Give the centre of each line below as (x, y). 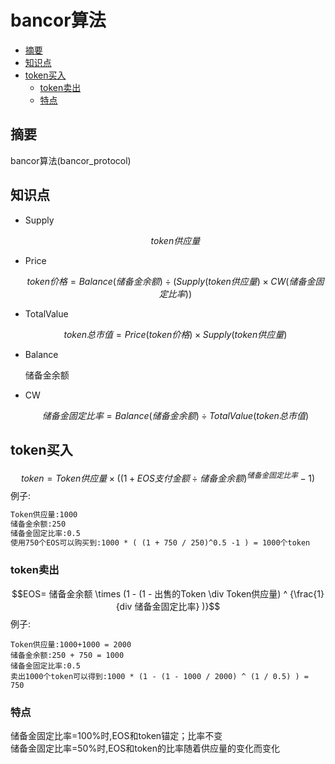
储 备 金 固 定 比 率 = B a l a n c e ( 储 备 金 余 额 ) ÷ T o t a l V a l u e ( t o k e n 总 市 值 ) (175, 415)
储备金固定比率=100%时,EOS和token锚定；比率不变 (116, 736)
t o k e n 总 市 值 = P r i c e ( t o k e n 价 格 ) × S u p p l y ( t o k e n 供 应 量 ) (175, 334)
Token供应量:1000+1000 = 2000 (71, 644)
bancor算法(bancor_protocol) (71, 160)
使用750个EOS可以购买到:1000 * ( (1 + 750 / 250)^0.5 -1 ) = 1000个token (160, 542)
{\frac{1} (307, 593)
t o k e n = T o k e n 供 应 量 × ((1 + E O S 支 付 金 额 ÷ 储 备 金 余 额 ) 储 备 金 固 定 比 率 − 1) (168, 478)
